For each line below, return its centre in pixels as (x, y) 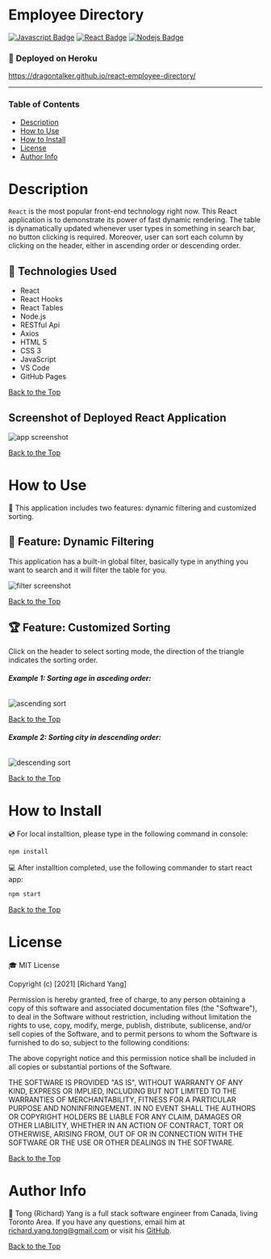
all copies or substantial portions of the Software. (90, 1067)
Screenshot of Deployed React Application (117, 418)
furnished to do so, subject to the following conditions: (99, 1042)
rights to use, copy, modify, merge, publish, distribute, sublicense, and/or (130, 1025)
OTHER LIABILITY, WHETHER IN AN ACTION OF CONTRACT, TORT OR (126, 1125)
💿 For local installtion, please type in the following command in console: (128, 834)
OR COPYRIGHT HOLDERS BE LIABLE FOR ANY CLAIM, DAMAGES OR (125, 1117)
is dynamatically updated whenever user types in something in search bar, (132, 229)
